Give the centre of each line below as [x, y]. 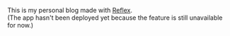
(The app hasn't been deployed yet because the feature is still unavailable [115, 18]
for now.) [21, 25]
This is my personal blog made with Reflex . [70, 10]
